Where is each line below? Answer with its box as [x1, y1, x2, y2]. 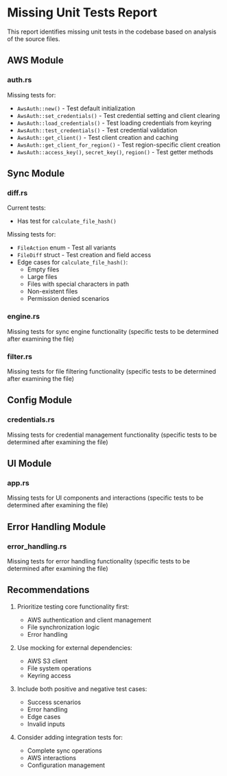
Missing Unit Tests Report [7, 5, 158, 21]
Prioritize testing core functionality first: [16, 602, 130, 611]
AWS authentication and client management [27, 616, 152, 624]
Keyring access [27, 671, 71, 679]
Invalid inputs [27, 720, 65, 728]
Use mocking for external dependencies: [16, 643, 132, 652]
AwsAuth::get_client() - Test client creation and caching [16, 133, 179, 141]
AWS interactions [27, 753, 77, 762]
